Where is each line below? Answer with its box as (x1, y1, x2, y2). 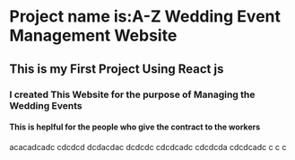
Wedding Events (9, 99, 82, 111)
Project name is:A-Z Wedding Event (9, 6, 281, 27)
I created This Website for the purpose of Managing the (9, 88, 256, 101)
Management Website (9, 25, 178, 46)
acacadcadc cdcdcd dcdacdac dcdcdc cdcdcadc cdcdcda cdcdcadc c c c (9, 141, 287, 152)
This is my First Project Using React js (9, 61, 224, 76)
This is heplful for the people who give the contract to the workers (9, 121, 261, 132)
